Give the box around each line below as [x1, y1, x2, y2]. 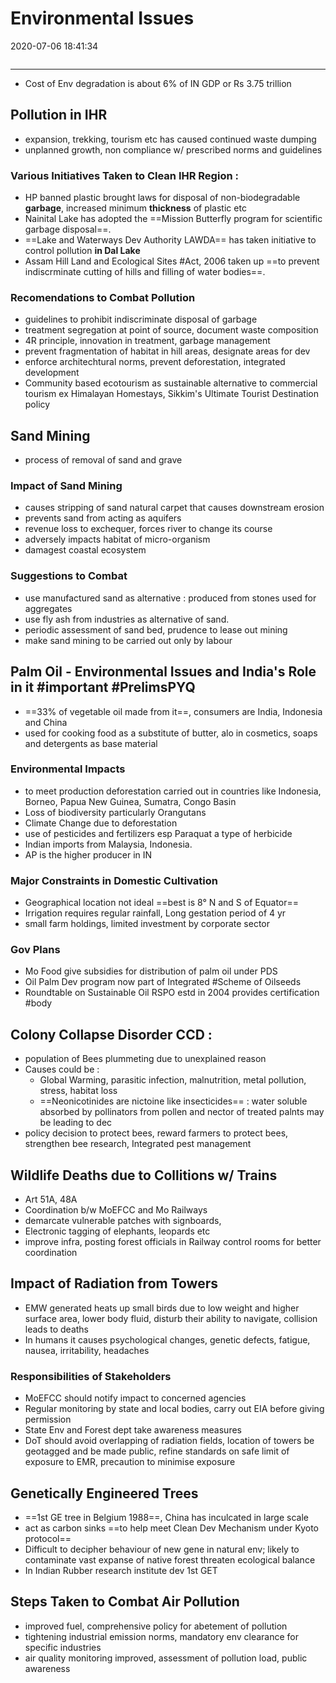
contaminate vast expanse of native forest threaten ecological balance [24, 1554, 316, 1566]
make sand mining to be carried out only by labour [24, 634, 233, 646]
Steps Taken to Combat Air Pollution [10, 1593, 240, 1611]
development [24, 367, 80, 379]
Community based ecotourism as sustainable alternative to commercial [24, 377, 318, 389]
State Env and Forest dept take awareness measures [24, 1424, 242, 1436]
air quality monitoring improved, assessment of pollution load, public [24, 1652, 308, 1664]
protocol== [24, 1533, 72, 1544]
